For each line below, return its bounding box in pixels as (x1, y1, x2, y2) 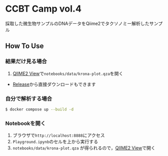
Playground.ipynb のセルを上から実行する (12, 139, 98, 145)
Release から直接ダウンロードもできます (12, 81, 96, 87)
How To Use (5, 42, 44, 51)
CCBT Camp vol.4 (5, 3, 82, 15)
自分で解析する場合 (5, 95, 52, 102)
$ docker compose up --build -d (5, 107, 74, 112)
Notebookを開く (5, 120, 46, 127)
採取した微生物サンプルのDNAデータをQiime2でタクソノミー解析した (5, 20, 150, 26)
